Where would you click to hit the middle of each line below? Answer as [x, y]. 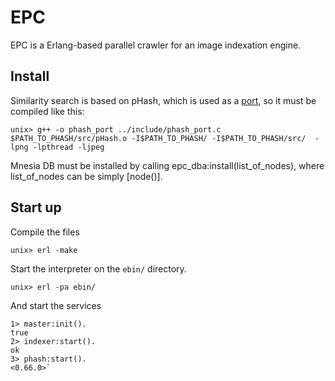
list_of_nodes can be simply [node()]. [86, 176]
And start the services [56, 305]
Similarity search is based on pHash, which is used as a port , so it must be [163, 100]
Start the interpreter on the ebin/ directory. [98, 268]
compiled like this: [47, 111]
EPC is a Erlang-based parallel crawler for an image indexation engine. [156, 45]
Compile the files [45, 232]
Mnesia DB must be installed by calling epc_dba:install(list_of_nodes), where [167, 165]
